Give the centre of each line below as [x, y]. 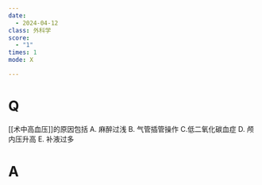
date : [17, 15]
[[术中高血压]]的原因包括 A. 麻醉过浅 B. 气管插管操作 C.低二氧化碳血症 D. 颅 [131, 129]
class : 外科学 [30, 30]
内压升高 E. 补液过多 [41, 139]
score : [19, 38]
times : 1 [23, 52]
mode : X [21, 60]
